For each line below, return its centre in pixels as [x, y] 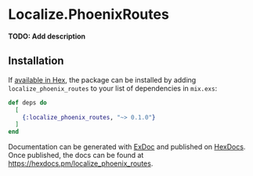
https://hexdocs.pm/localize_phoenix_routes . [81, 163]
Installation [36, 61]
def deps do [27, 103]
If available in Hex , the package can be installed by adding [102, 79]
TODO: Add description [47, 36]
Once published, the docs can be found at [76, 156]
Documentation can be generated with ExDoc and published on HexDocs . [127, 147]
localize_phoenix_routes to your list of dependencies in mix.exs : [113, 88]
